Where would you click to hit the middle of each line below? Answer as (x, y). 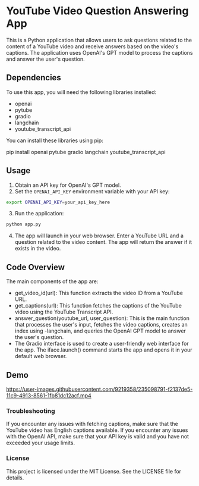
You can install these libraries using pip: (55, 140)
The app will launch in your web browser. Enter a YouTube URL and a (99, 236)
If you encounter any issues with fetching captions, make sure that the (92, 424)
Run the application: (39, 214)
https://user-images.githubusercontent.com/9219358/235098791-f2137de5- (99, 389)
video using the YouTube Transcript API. (64, 312)
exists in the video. (38, 249)
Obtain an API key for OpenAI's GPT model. (68, 185)
